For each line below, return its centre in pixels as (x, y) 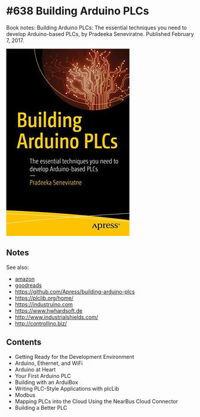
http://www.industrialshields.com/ (56, 317)
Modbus (25, 395)
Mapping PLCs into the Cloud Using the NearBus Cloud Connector (96, 401)
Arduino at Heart (35, 369)
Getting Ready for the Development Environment (74, 356)
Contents (24, 342)
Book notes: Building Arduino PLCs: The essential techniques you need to (96, 28)
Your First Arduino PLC (43, 376)
